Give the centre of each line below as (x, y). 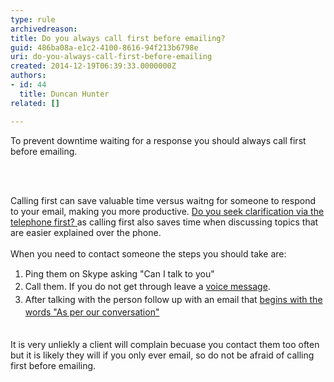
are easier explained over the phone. (86, 232)
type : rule (33, 19)
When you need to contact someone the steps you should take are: (148, 253)
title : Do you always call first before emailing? (118, 38)
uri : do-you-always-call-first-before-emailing (111, 57)
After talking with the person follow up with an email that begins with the (173, 300)
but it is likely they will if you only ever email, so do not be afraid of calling (162, 355)
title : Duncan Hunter (64, 94)
